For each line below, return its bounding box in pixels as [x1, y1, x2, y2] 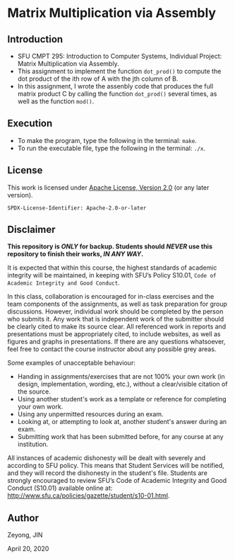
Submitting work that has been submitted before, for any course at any [17, 433, 224, 441]
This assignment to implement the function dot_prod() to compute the [17, 67, 222, 75]
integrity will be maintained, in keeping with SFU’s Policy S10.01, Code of [7, 271, 217, 280]
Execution [7, 118, 53, 130]
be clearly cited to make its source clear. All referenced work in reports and [7, 322, 227, 331]
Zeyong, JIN [7, 531, 43, 539]
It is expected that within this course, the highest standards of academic [7, 263, 217, 272]
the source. [17, 387, 52, 396]
